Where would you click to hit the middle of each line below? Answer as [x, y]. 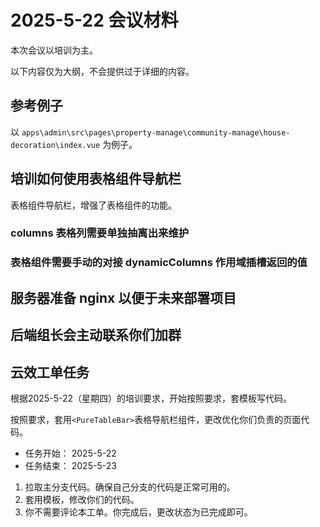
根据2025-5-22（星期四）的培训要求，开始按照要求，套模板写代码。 [151, 398]
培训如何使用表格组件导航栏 [96, 179]
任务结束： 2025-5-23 [70, 465]
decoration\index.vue [55, 145]
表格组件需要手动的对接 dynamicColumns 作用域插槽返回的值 [159, 263]
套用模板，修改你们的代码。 [82, 499]
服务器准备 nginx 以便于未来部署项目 [123, 297]
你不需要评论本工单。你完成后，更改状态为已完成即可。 [138, 512]
